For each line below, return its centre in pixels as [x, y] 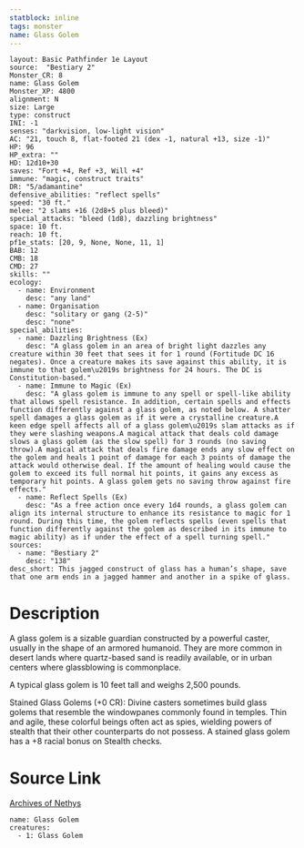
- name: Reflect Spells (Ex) [73, 498]
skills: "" [30, 275]
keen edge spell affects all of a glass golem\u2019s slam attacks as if [152, 426]
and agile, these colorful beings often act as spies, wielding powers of [141, 722]
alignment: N [34, 100]
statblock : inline [44, 18]
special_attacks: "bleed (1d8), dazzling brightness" [114, 219]
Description [55, 613]
